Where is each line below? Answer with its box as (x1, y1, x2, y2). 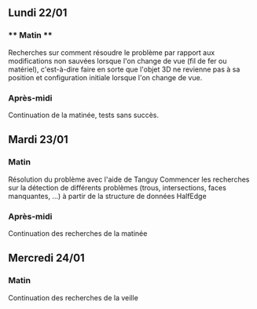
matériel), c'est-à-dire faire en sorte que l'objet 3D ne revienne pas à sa (8, 64, 240, 74)
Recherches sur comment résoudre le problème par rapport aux (8, 47, 215, 57)
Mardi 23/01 (8, 133, 68, 146)
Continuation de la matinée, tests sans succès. (8, 110, 160, 120)
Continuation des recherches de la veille (8, 292, 139, 302)
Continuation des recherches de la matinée (8, 228, 148, 238)
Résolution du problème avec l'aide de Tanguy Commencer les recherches (8, 175, 250, 184)
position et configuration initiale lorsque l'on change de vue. (8, 72, 203, 82)
